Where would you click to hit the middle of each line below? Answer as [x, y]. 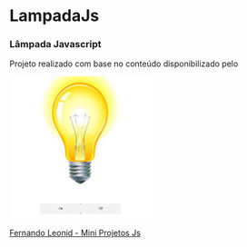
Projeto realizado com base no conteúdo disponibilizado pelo [124, 64]
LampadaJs [54, 16]
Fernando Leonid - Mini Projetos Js [75, 233]
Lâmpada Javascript [55, 44]
